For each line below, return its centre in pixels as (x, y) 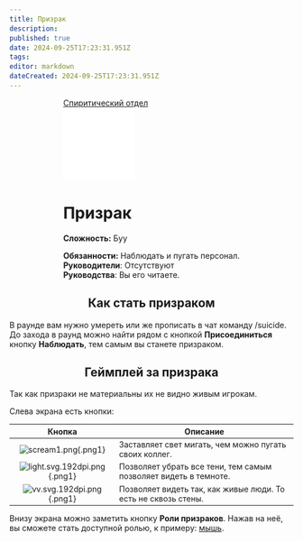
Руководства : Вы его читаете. (121, 274)
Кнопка (62, 431)
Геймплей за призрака (151, 373)
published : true (40, 38)
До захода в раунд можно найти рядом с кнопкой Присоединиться (141, 335)
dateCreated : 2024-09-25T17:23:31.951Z (84, 77)
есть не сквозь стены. (161, 498)
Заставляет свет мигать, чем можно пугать (202, 445)
